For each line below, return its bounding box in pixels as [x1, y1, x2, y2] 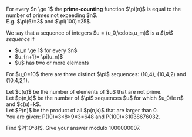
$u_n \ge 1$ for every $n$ [14, 47, 78, 54]
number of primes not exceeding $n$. [6, 12, 98, 19]
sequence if [6, 36, 35, 42]
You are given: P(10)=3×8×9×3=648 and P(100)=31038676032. [6, 113, 160, 120]
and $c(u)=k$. [6, 101, 41, 108]
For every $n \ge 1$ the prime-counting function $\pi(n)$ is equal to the [6, 6, 181, 12]
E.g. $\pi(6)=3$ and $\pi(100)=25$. [6, 18, 92, 25]
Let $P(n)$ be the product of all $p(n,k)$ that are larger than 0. [6, 107, 159, 114]
